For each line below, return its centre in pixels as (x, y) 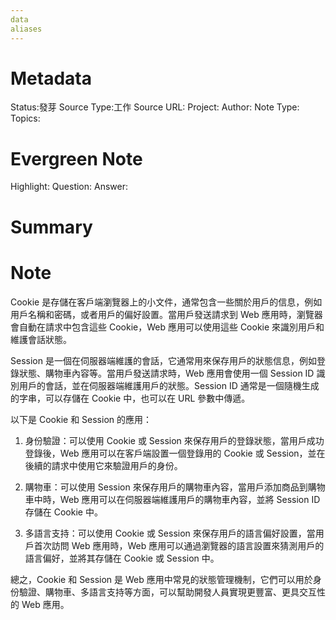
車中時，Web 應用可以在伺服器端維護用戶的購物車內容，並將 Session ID (172, 499)
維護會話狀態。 (41, 339)
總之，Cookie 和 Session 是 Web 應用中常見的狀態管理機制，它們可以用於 (161, 579)
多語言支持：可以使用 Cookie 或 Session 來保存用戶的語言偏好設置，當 (170, 533)
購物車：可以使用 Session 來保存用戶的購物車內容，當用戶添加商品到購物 (175, 487)
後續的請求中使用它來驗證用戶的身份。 (103, 465)
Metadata (51, 78)
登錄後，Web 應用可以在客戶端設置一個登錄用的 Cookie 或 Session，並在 (175, 453)
